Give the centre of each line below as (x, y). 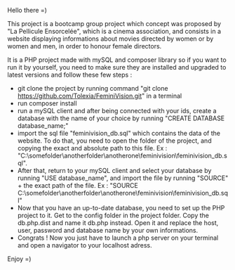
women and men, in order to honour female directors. (85, 46)
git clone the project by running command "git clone (93, 88)
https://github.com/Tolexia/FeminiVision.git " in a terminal (100, 96)
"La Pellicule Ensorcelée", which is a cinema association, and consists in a (114, 31)
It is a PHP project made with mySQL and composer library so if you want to (117, 60)
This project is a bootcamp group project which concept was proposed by (114, 24)
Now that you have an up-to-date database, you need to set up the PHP (121, 208)
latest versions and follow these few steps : (70, 75)
